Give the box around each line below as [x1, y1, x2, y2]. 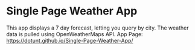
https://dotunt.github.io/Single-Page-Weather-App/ [6, 37, 134, 44]
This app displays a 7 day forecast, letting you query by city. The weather [6, 24, 189, 31]
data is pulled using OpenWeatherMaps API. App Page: [6, 30, 143, 37]
